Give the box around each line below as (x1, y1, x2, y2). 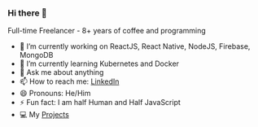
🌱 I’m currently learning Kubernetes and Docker (19, 59, 180, 68)
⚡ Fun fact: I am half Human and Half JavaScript (19, 98, 181, 107)
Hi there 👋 (7, 7, 48, 19)
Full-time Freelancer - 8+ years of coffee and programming (7, 26, 207, 36)
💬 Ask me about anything (19, 68, 104, 77)
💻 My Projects (19, 110, 70, 120)
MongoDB (19, 50, 54, 60)
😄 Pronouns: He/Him (19, 89, 91, 99)
